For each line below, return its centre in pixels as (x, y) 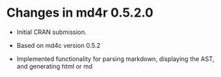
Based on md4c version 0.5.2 (59, 45)
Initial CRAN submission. (52, 32)
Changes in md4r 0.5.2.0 (80, 13)
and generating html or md (54, 66)
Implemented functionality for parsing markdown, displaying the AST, (115, 59)
